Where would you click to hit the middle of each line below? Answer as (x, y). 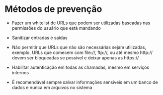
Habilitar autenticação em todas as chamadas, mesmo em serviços (81, 67)
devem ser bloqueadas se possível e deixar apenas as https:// (75, 57)
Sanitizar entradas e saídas (40, 38)
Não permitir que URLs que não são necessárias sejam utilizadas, (79, 47)
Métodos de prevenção (53, 9)
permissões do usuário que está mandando (56, 28)
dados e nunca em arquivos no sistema (52, 87)
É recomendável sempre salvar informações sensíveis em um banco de (85, 82)
